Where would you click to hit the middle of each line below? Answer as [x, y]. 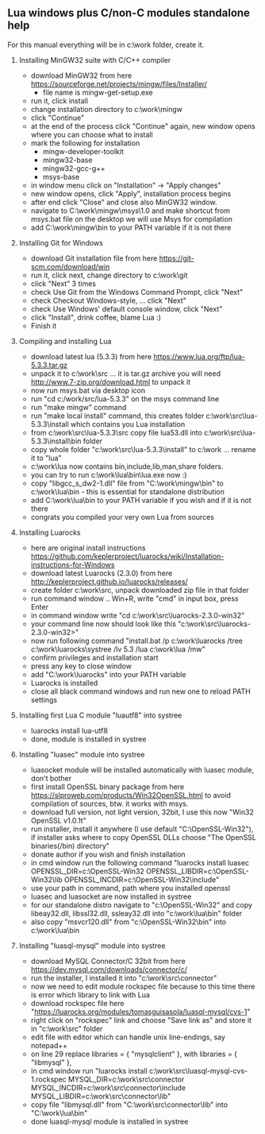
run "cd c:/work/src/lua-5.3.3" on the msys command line [125, 399]
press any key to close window [81, 666]
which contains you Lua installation [128, 424]
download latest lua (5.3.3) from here [91, 356]
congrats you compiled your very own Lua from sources [123, 517]
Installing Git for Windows [61, 242]
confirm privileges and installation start [95, 657]
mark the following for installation [85, 143]
